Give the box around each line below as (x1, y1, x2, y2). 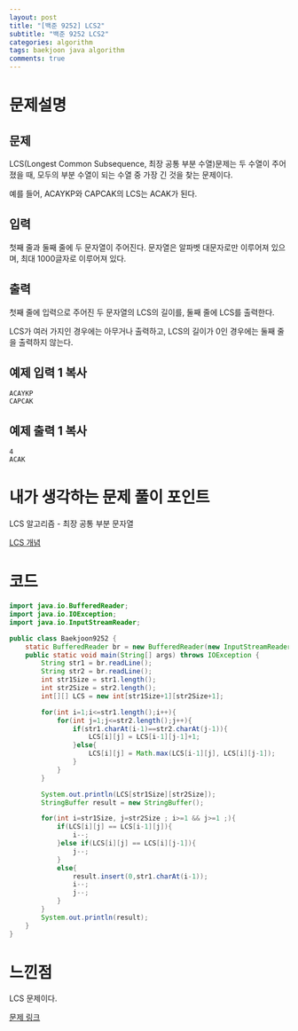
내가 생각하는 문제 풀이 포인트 (9, 487, 210, 508)
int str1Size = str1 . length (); (41, 675, 157, 684)
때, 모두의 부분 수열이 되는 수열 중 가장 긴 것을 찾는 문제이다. (25, 169, 233, 180)
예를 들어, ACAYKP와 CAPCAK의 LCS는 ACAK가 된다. (9, 188, 198, 199)
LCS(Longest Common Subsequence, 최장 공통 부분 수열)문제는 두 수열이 (9, 159, 271, 169)
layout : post (9, 12, 58, 22)
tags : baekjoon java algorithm (9, 46, 125, 55)
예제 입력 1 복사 (9, 366, 87, 381)
